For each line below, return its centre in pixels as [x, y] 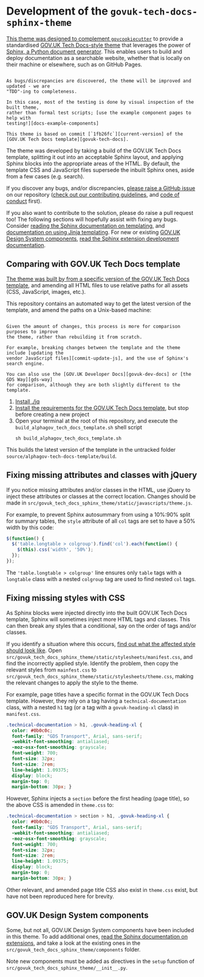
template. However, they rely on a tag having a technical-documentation [96, 701]
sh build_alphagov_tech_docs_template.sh [68, 438]
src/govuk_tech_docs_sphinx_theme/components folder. [73, 949]
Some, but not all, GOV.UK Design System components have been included [100, 930]
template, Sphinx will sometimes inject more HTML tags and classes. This [98, 619]
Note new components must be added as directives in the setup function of [100, 961]
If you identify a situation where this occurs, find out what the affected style [101, 644]
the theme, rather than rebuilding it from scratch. [74, 337]
